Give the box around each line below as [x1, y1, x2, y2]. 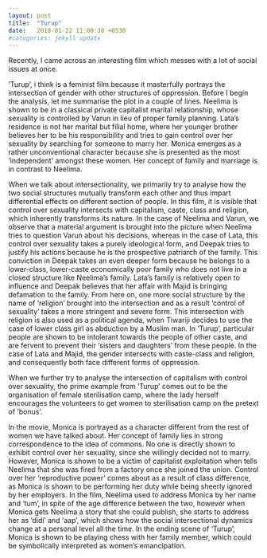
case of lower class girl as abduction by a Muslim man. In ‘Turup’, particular [8, 324, 255, 333]
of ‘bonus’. [8, 407, 43, 417]
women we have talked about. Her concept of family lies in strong [8, 431, 223, 441]
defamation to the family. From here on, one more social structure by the [8, 290, 246, 300]
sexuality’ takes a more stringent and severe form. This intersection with [8, 307, 245, 316]
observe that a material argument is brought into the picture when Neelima [8, 222, 253, 232]
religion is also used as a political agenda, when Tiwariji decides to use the [8, 316, 253, 325]
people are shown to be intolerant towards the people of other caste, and [8, 332, 248, 342]
